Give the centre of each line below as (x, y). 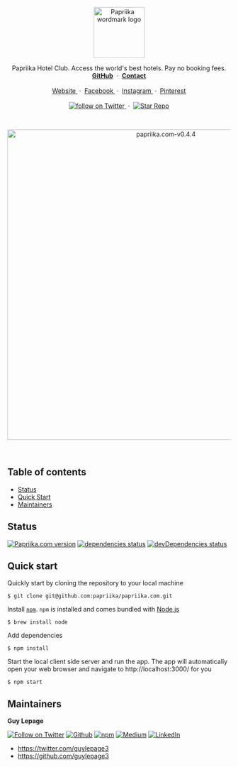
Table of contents (47, 472)
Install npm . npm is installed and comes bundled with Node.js (93, 609)
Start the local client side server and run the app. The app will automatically (118, 662)
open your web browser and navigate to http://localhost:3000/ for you (110, 669)
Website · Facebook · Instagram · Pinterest (119, 91)
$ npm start (25, 682)
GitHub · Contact (119, 76)
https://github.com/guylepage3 (63, 756)
